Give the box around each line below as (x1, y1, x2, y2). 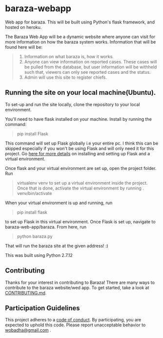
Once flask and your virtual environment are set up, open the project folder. (5, 165, 157, 171)
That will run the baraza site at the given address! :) (5, 243, 108, 249)
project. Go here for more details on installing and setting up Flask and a (5, 150, 150, 156)
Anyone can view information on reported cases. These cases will (24, 59, 157, 64)
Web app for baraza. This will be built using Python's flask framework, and (5, 19, 155, 25)
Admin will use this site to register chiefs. (24, 74, 107, 80)
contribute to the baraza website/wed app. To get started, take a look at (5, 284, 149, 291)
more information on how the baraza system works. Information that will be (5, 39, 156, 44)
